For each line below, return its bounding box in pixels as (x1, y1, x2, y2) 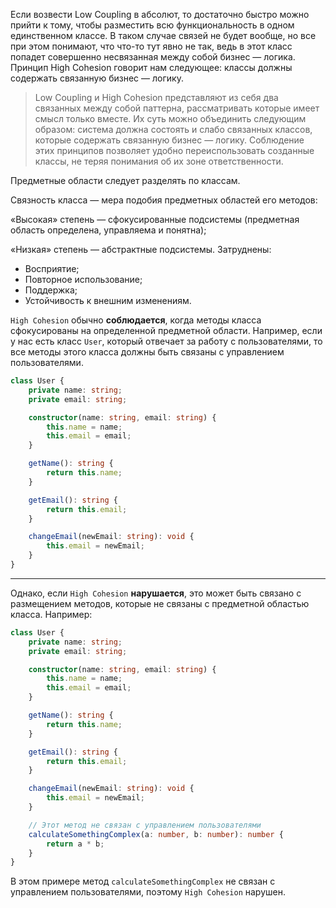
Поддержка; (24, 284, 78, 296)
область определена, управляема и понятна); (10, 224, 207, 236)
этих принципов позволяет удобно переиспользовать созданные (34, 145, 315, 156)
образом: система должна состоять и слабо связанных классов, (34, 124, 313, 135)
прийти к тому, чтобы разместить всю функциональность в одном (10, 19, 295, 31)
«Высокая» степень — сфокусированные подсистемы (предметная (10, 214, 300, 225)
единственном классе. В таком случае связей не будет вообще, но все (10, 30, 317, 41)
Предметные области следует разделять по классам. (10, 175, 241, 186)
